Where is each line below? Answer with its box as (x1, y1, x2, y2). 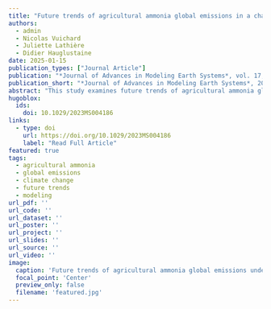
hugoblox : (8, 94, 42, 102)
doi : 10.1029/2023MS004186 (23, 109, 114, 117)
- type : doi (15, 124, 56, 132)
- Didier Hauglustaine (15, 49, 92, 57)
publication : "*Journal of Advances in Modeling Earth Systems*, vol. (8, 72, 251, 80)
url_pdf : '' (8, 199, 48, 207)
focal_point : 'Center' (15, 274, 92, 282)
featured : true (8, 146, 60, 154)
